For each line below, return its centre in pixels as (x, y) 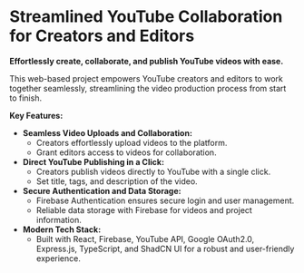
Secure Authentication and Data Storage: (102, 190)
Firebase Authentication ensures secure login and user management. (165, 200)
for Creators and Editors (102, 36)
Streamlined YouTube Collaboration (146, 17)
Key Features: (36, 115)
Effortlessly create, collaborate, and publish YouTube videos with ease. (147, 61)
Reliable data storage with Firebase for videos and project (144, 210)
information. (59, 219)
